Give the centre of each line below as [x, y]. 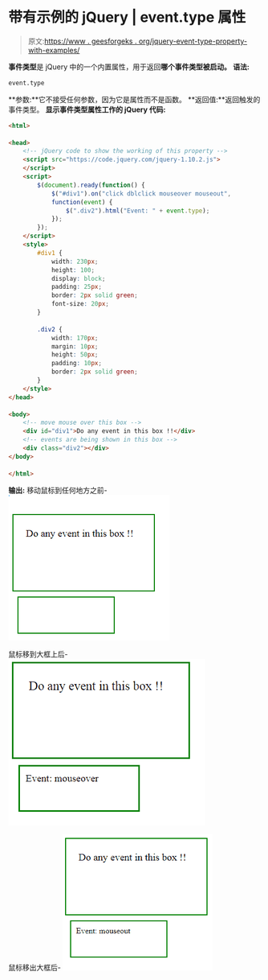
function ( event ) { [82, 202]
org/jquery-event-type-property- [193, 41]
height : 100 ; [73, 270]
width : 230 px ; [75, 261]
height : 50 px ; [75, 355]
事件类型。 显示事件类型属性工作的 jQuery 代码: [87, 109]
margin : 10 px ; [75, 346]
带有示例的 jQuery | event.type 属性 [127, 17]
